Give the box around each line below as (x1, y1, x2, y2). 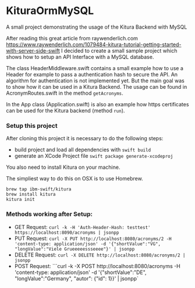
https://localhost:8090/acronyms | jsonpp (14, 230, 119, 235)
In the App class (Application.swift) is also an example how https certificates (6, 100, 189, 107)
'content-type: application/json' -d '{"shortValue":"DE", (14, 269, 147, 276)
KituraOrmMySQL (6, 4, 94, 18)
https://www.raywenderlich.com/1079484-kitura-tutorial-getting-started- (6, 41, 182, 48)
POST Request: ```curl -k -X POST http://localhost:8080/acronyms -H (14, 262, 180, 269)
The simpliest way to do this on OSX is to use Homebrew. (6, 175, 144, 182)
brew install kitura (6, 192, 56, 197)
